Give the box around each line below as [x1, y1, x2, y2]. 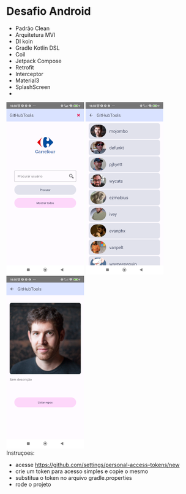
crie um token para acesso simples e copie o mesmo [15, 468, 149, 475]
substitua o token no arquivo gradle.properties [15, 474, 133, 481]
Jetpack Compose [15, 57, 62, 64]
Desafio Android [6, 4, 91, 18]
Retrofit [15, 63, 34, 71]
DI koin [15, 37, 34, 45]
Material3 [15, 77, 40, 84]
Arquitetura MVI [15, 31, 56, 38]
